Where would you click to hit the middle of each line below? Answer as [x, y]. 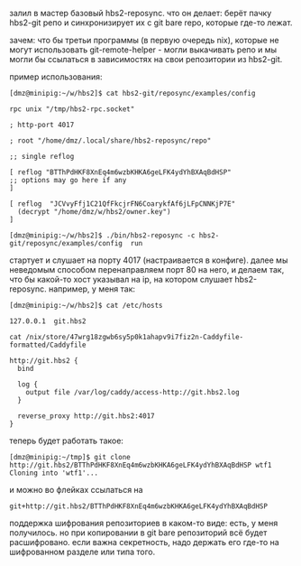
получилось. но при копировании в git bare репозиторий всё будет [138, 533]
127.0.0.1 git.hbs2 [48, 321]
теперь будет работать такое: [67, 441]
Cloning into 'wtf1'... [54, 473]
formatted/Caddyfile [48, 345]
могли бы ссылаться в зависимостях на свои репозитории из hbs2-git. [146, 59]
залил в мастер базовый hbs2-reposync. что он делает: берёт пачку [141, 13]
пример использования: [56, 77]
